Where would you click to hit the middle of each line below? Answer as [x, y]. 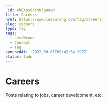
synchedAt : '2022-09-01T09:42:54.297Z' [47, 52]
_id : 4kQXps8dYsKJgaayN [30, 10]
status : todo [19, 57]
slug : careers [20, 24]
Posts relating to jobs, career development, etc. [54, 95]
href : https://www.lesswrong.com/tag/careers [53, 19]
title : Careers [21, 15]
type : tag [16, 29]
